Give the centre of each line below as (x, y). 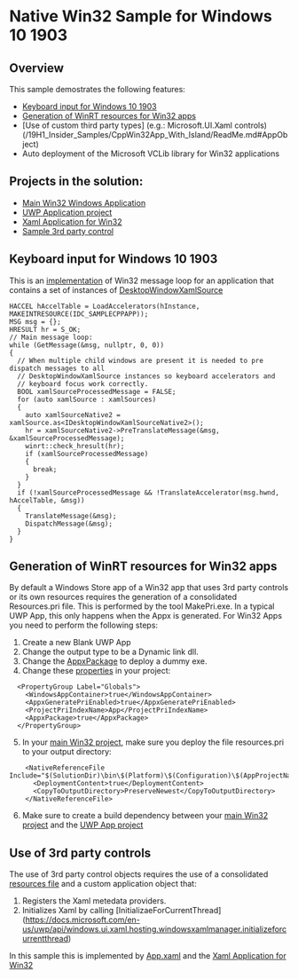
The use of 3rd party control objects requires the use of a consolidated (139, 874)
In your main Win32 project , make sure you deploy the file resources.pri (153, 742)
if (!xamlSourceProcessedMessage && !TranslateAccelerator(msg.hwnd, (148, 493)
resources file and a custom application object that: (103, 884)
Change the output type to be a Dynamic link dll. (110, 652)
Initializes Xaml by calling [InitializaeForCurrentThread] (122, 911)
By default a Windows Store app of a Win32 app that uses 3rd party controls (149, 588)
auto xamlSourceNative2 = (73, 414)
